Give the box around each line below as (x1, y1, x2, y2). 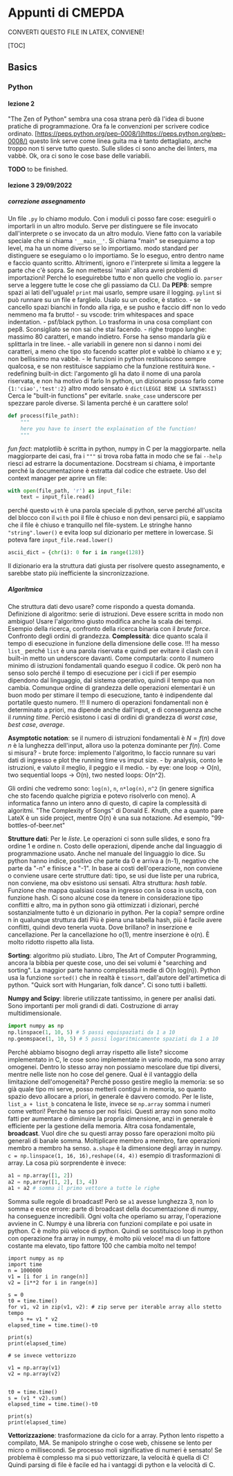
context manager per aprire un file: (8, 473, 107, 482)
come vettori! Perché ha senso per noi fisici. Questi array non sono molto (8, 1107, 216, 1115)
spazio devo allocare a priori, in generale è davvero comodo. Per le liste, (8, 1092, 214, 1100)
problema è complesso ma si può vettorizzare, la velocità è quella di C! (8, 1453, 209, 1462)
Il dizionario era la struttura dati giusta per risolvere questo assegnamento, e (8, 562, 225, 570)
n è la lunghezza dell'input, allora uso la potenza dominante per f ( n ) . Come (8, 741, 221, 750)
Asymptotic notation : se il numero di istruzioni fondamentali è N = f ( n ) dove (8, 734, 225, 742)
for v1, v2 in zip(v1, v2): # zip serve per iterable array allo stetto (8, 1304, 222, 1311)
